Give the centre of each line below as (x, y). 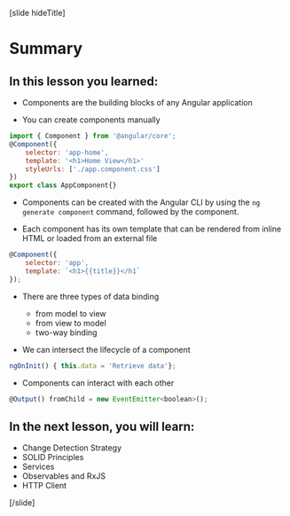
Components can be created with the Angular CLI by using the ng (141, 202)
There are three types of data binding (90, 296)
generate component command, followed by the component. (130, 212)
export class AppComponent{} (63, 185)
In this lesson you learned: (84, 81)
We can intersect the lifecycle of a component (106, 349)
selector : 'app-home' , (67, 152)
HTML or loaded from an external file (90, 238)
